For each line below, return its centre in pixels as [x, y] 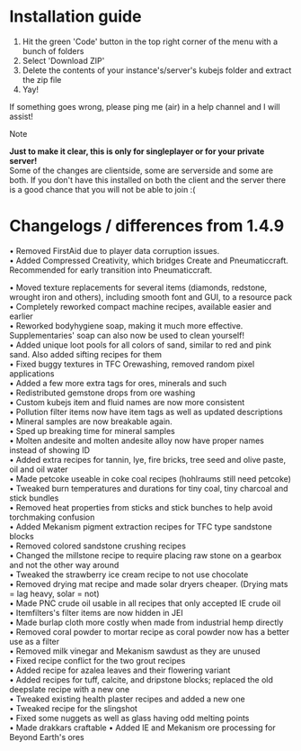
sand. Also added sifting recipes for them [86, 354]
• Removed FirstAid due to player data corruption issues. [115, 250]
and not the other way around [64, 565]
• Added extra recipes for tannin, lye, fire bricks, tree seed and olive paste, [147, 459]
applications [32, 373]
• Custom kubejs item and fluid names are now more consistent [127, 402]
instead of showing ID [49, 450]
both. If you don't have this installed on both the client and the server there [147, 180]
